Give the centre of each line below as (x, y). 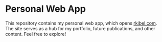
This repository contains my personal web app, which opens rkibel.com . (81, 23)
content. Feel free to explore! (36, 34)
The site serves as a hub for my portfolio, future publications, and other (80, 28)
